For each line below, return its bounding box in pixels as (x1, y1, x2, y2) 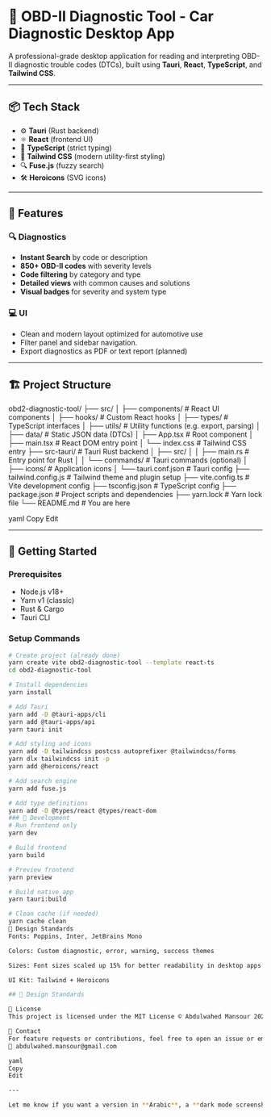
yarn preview (8, 873, 52, 881)
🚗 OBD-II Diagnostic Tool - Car (8, 7, 214, 26)
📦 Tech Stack (8, 100, 81, 114)
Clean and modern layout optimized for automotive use (19, 328, 203, 338)
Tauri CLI (19, 613, 51, 622)
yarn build (8, 851, 45, 859)
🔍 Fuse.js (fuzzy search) (19, 161, 105, 170)
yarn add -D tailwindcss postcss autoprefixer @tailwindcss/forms (8, 747, 236, 755)
